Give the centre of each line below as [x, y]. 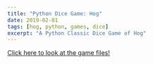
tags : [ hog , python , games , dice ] [58, 26]
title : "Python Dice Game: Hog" [55, 14]
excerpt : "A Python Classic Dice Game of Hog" [77, 33]
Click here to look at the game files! [59, 53]
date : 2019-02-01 [33, 20]
